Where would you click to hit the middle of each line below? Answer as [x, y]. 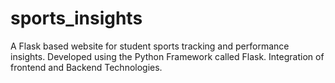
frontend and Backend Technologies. [86, 67]
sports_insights [76, 18]
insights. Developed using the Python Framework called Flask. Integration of [167, 56]
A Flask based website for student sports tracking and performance [150, 46]
